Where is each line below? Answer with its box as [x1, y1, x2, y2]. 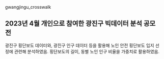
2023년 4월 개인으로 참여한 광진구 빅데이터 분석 [5, 20, 142, 28]
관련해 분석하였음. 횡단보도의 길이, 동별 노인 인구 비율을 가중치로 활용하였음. [14, 48, 160, 54]
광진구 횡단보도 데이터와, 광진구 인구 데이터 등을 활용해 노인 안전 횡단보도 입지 [5, 42, 155, 48]
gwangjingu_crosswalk [5, 4, 52, 10]
